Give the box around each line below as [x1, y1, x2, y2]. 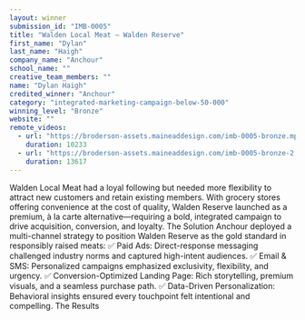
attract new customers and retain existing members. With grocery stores [9, 192, 281, 203]
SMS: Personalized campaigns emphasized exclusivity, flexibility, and [9, 260, 270, 271]
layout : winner [9, 13, 67, 23]
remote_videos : [9, 124, 67, 133]
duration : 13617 [25, 156, 88, 166]
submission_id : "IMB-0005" [9, 22, 112, 31]
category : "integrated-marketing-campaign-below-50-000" [9, 97, 230, 107]
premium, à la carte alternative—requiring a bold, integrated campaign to [9, 211, 282, 222]
